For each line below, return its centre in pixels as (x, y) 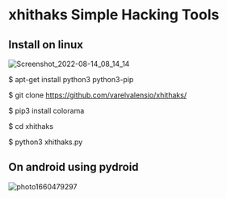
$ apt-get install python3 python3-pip (71, 79)
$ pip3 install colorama (46, 111)
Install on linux (46, 45)
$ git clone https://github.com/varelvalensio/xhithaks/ (98, 95)
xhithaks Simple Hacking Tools (114, 15)
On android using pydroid (74, 167)
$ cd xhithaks (31, 126)
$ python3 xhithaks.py (46, 142)
